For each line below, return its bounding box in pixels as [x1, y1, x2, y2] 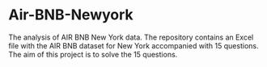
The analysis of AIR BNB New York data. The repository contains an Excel [8, 32, 254, 42]
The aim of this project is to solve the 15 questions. [8, 49, 178, 59]
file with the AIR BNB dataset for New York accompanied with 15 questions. [8, 40, 259, 50]
